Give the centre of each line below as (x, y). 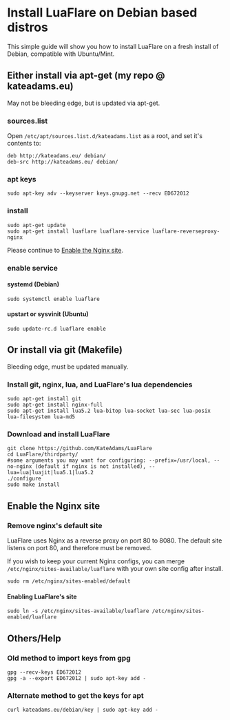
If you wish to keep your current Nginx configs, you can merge (96, 561)
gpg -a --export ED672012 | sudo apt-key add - (77, 678)
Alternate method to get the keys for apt (75, 695)
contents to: (24, 144)
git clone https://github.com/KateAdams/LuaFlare (80, 449)
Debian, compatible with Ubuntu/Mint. (61, 54)
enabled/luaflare (32, 617)
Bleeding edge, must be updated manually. (68, 367)
